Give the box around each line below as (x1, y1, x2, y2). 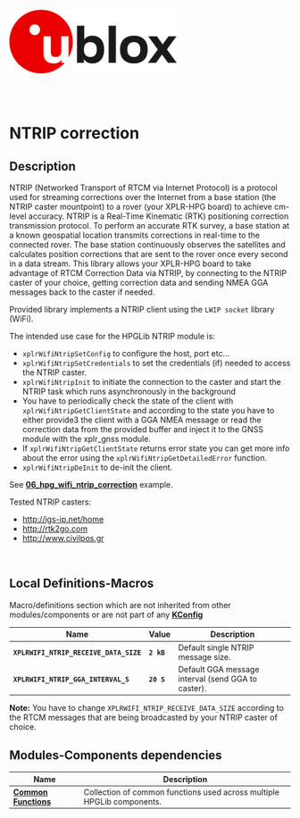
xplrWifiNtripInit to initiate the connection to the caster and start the (21, 377, 281, 387)
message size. (178, 651, 231, 662)
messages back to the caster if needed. (9, 287, 155, 297)
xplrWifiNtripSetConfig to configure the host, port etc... (21, 348, 230, 358)
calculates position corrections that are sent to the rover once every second (9, 249, 288, 259)
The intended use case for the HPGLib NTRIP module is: (9, 331, 216, 341)
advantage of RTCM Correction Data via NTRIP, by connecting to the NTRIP (9, 268, 287, 278)
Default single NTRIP (178, 642, 254, 653)
